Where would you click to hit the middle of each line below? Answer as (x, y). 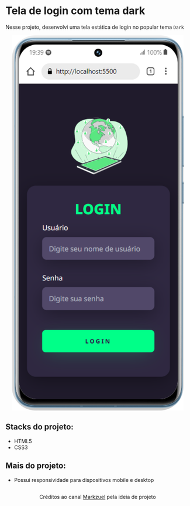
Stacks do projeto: (39, 427)
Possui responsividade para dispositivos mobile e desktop (84, 480)
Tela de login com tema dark (75, 11)
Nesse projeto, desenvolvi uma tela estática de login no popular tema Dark (95, 27)
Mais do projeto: (36, 466)
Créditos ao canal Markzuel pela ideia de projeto (98, 497)
